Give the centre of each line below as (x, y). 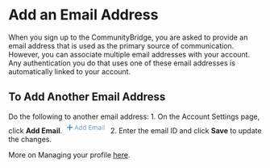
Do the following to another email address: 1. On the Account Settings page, (134, 116)
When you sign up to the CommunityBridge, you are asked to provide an (128, 37)
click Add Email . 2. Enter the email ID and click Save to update (135, 130)
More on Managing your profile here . (69, 154)
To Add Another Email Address (87, 97)
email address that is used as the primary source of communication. (121, 45)
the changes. (30, 139)
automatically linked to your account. (70, 71)
